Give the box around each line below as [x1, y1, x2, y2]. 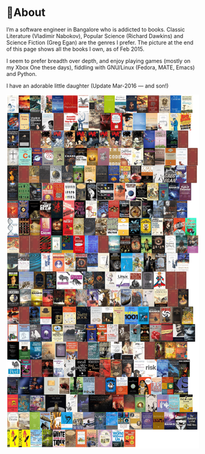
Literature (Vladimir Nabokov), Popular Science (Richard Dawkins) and [6, 32, 184, 39]
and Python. [6, 70, 37, 77]
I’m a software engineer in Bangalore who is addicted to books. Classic [6, 26, 185, 33]
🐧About [6, 6, 46, 20]
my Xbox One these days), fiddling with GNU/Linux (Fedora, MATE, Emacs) [6, 64, 195, 71]
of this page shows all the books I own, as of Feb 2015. [6, 45, 145, 53]
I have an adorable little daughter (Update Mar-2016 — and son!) [6, 82, 169, 89]
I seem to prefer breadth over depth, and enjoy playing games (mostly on [6, 57, 191, 64]
